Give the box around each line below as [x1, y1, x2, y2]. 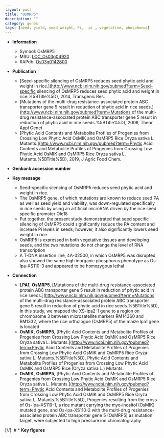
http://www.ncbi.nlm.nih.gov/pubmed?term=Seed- [51, 83, 153, 89]
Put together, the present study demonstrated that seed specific [19, 216, 149, 222]
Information [12, 39, 37, 45]
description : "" [5, 16, 38, 21]
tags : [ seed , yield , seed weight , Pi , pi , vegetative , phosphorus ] [5, 26, 150, 30]
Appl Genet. [19, 125, 44, 131]
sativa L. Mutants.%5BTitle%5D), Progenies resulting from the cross [19, 397, 157, 403]
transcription [19, 247, 46, 253]
